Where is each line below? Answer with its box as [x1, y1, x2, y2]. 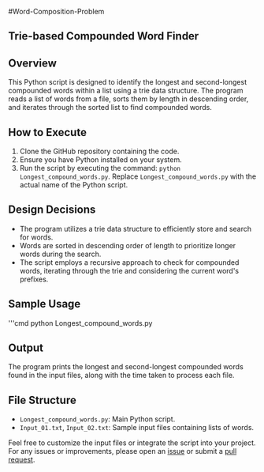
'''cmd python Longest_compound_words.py [8, 318, 153, 327]
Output [8, 342, 43, 355]
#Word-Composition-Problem [8, 7, 105, 16]
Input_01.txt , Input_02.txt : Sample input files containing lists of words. [19, 423, 255, 432]
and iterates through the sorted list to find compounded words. [8, 103, 213, 112]
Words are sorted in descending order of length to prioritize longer [19, 240, 236, 250]
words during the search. [19, 249, 102, 259]
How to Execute [8, 126, 87, 139]
